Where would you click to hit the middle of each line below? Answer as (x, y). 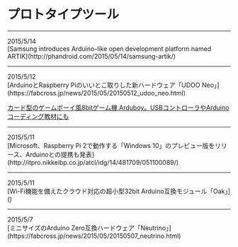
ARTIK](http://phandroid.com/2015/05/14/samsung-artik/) (91, 56)
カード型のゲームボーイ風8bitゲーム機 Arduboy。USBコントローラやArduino (118, 108)
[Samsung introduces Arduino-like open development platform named (109, 48)
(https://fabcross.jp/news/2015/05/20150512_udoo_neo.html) (97, 93)
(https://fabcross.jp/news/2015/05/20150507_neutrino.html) (94, 236)
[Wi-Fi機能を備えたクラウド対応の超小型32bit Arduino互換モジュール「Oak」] (119, 191)
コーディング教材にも (38, 116)
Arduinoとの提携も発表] (60, 154)
